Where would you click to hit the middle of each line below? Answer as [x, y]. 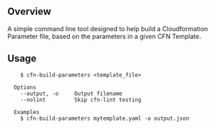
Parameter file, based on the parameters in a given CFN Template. [104, 36]
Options [25, 87]
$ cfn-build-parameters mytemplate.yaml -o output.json [105, 118]
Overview [30, 12]
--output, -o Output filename [71, 94]
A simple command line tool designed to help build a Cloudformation [108, 28]
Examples [27, 112]
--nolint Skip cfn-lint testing [81, 100]
